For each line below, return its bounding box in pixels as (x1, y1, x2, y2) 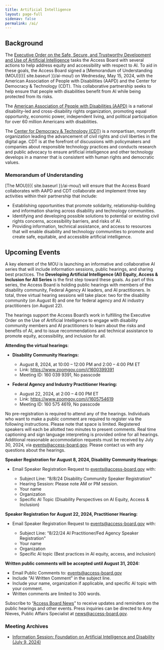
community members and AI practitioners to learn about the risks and (5, 323, 145, 329)
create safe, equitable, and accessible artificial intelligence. (12, 234, 132, 240)
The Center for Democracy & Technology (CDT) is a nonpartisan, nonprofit (5, 128, 156, 134)
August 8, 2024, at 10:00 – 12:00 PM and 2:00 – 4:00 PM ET (19, 361, 141, 367)
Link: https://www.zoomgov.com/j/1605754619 (19, 396, 114, 402)
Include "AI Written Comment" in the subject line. (12, 575, 111, 581)
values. (5, 160, 20, 166)
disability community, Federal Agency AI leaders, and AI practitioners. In (5, 287, 151, 293)
